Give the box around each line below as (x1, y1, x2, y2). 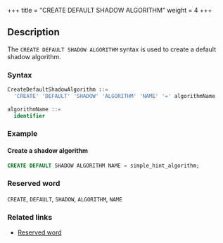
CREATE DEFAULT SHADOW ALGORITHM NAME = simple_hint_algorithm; (7, 162, 200, 169)
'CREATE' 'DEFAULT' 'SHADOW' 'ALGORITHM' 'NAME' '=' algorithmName (13, 92, 216, 99)
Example (7, 129, 38, 139)
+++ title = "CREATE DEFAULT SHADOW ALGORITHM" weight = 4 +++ (7, 6, 212, 14)
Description (7, 26, 60, 38)
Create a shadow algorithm (7, 147, 89, 154)
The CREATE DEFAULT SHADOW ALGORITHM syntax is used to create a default (7, 45, 217, 54)
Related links (7, 212, 53, 222)
